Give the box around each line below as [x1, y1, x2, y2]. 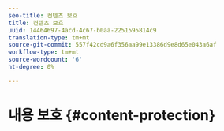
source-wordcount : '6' [8, 56, 83, 64]
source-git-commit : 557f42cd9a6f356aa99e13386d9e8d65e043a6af [8, 41, 217, 49]
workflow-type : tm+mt [8, 48, 80, 56]
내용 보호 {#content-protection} [8, 106, 215, 124]
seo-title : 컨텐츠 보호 [8, 11, 78, 20]
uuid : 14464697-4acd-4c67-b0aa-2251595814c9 [8, 26, 157, 34]
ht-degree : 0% [8, 63, 55, 71]
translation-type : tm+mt [8, 33, 90, 42]
